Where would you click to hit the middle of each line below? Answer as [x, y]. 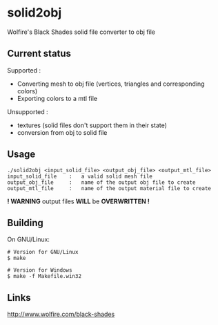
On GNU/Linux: [29, 239]
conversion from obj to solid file [62, 132]
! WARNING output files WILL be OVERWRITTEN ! [78, 201]
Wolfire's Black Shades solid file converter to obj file [81, 32]
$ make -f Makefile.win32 [44, 277]
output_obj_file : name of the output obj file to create [101, 182]
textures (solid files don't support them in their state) [92, 125]
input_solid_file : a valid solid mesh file [80, 176]
